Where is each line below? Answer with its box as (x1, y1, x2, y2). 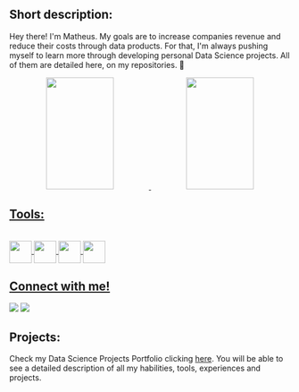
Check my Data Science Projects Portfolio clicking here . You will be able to (9, 354, 284, 364)
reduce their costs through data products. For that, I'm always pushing (9, 40, 269, 51)
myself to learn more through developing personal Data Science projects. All (9, 49, 290, 61)
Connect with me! (9, 279, 111, 294)
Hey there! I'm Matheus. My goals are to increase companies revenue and (9, 30, 281, 41)
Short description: (9, 7, 113, 22)
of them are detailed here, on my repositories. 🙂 (9, 59, 185, 70)
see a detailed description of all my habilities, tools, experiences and (9, 362, 262, 374)
